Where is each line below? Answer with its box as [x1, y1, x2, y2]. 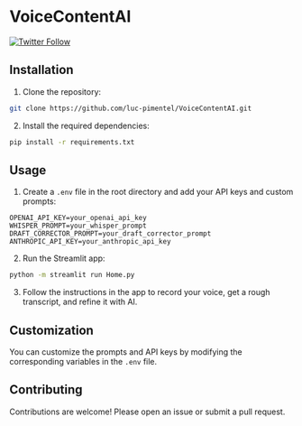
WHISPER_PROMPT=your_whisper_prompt [9, 221, 147, 231]
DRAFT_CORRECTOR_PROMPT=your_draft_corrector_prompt [9, 229, 212, 238]
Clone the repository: [22, 86, 102, 97]
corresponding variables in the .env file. [9, 357, 158, 366]
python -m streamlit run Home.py [9, 271, 135, 280]
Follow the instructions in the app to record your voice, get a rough [22, 287, 270, 298]
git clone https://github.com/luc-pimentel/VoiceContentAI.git [9, 104, 252, 113]
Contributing [9, 382, 83, 398]
